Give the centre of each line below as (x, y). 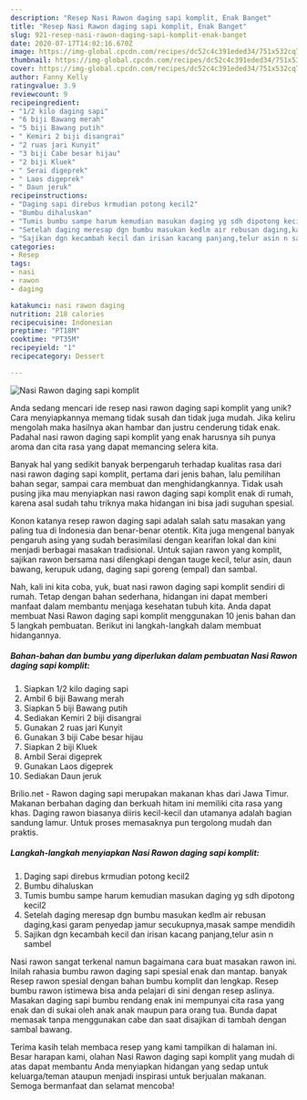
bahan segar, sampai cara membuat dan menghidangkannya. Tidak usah (147, 483)
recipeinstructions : (50, 196)
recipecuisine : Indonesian (61, 323)
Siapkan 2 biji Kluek (61, 746)
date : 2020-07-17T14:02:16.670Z (72, 43)
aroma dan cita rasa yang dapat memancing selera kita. (114, 447)
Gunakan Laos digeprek (68, 766)
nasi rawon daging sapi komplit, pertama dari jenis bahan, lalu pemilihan (145, 474)
